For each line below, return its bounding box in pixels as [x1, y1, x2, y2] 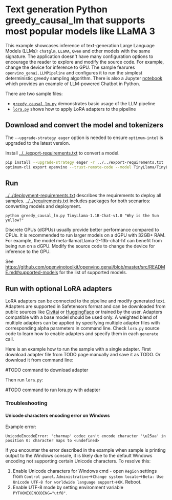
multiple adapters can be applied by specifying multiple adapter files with [5, 320, 160, 326]
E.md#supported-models [5, 270, 58, 276]
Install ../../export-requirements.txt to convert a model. [5, 150, 120, 156]
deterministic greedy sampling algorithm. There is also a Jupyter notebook [5, 75, 163, 81]
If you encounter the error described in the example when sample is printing [5, 447, 166, 453]
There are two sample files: [5, 90, 63, 97]
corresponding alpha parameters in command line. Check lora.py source [5, 325, 160, 332]
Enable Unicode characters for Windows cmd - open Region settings [12, 468, 157, 474]
